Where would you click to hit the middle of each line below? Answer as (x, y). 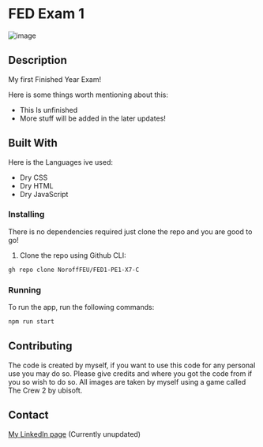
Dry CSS (34, 177)
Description (38, 60)
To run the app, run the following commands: (81, 307)
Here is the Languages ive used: (60, 162)
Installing (26, 214)
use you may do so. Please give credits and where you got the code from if (130, 373)
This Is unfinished (49, 110)
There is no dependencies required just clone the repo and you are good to (130, 231)
